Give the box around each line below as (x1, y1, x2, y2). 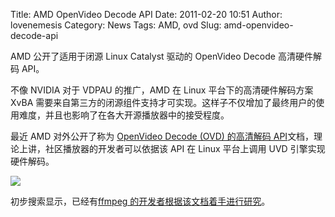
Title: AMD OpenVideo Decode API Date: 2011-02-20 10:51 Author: (10, 9, 283, 20)
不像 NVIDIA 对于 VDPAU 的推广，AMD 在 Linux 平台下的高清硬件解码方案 (10, 84, 314, 96)
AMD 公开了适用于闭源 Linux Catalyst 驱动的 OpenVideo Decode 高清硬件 (10, 50, 313, 62)
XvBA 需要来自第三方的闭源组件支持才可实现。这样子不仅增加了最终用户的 (10, 97, 317, 108)
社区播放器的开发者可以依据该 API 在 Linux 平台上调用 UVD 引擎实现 (44, 143, 326, 154)
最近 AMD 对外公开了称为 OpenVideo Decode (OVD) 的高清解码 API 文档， (10, 130, 315, 142)
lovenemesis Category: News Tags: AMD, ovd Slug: (10, 19, 222, 31)
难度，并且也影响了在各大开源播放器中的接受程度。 (18, 109, 230, 121)
